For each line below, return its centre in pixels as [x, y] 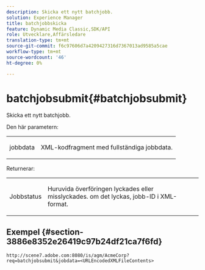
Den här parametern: [33, 127]
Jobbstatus [26, 197]
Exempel [23, 232]
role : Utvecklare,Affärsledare [46, 35]
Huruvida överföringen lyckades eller [101, 189]
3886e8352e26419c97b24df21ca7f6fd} [85, 241]
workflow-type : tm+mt [34, 52]
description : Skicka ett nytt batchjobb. [60, 12]
